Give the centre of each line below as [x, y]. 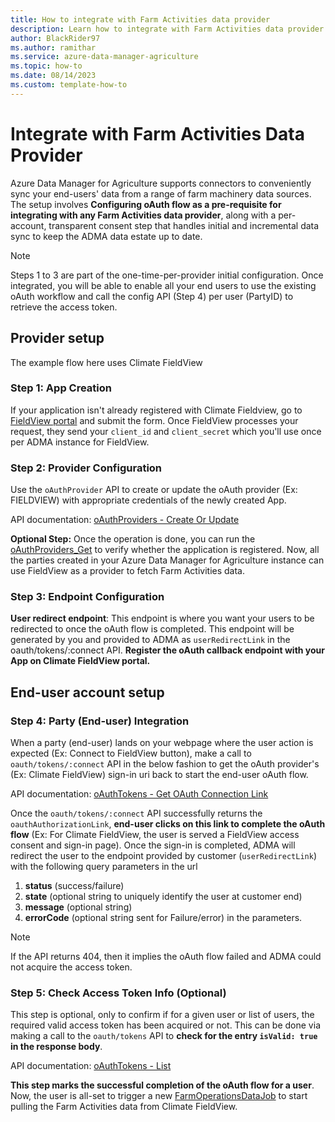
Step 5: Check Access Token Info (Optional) [118, 993]
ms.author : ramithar [53, 47]
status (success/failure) [74, 886]
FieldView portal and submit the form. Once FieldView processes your [154, 420]
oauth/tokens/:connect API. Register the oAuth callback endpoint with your [168, 650]
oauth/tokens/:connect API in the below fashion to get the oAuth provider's [165, 764]
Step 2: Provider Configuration [86, 468]
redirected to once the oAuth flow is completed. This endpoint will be [152, 629]
